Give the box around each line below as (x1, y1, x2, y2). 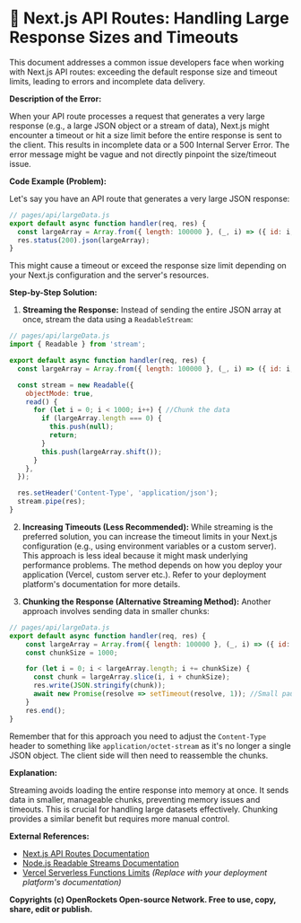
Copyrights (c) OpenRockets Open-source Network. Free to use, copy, (9, 893, 277, 905)
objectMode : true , (25, 389, 94, 398)
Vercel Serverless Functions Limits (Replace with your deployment (21, 866, 268, 878)
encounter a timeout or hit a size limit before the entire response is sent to (9, 129, 282, 140)
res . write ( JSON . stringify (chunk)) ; (32, 681, 167, 690)
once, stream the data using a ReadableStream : (21, 314, 193, 325)
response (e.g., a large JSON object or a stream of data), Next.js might (9, 120, 271, 131)
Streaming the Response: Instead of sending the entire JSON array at (21, 304, 281, 315)
